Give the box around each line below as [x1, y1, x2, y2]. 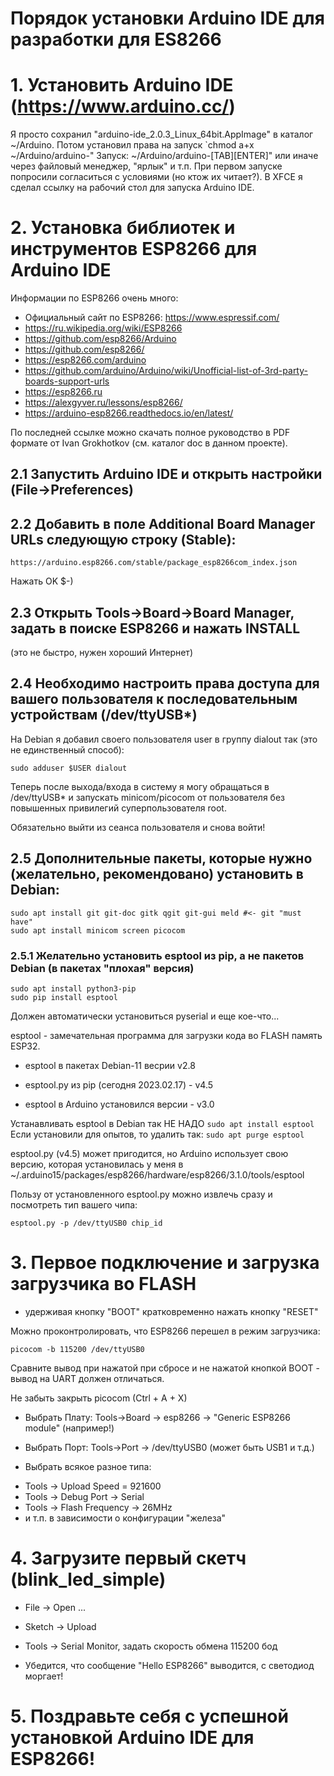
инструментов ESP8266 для [10, 238, 258, 261]
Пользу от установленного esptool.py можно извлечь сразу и [10, 1188, 273, 1200]
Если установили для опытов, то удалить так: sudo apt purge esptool [10, 1128, 305, 1140]
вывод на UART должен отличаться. [10, 1372, 165, 1384]
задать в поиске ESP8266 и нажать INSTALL [10, 620, 301, 637]
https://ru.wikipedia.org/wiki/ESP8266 [24, 322, 183, 334]
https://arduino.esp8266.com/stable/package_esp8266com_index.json [10, 558, 298, 568]
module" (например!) [24, 1422, 115, 1434]
